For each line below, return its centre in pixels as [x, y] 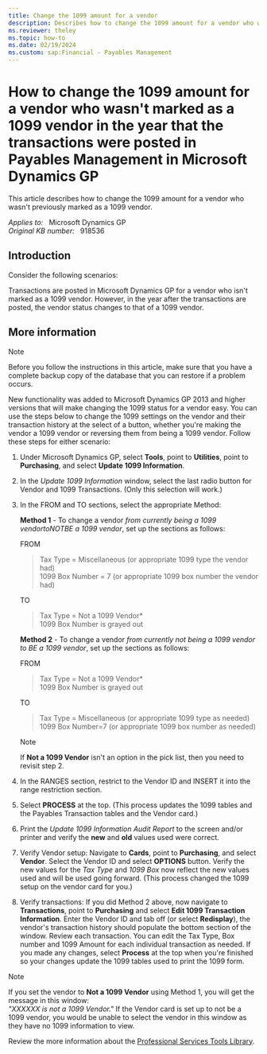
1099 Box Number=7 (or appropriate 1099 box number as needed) [148, 726]
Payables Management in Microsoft [128, 159]
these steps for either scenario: [60, 441]
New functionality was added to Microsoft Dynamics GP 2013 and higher [127, 399]
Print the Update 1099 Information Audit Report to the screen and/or [132, 829]
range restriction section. [61, 789]
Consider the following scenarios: [63, 274]
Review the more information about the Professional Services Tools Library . [132, 1041]
